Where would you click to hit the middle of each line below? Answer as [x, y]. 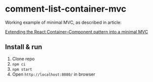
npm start [22, 69]
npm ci [19, 64]
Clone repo [23, 59]
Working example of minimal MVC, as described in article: [63, 22]
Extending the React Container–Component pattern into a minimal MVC [76, 32]
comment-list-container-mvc [66, 9]
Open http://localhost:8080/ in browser [54, 74]
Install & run [24, 47]
